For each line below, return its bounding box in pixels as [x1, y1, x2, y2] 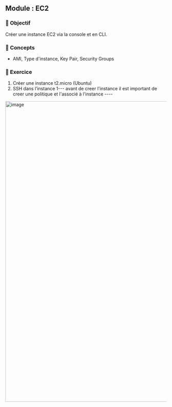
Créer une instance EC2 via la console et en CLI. [5, 31, 107, 37]
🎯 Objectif [5, 20, 31, 27]
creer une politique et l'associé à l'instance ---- [12, 91, 113, 97]
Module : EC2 [5, 4, 49, 13]
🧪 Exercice [5, 68, 32, 75]
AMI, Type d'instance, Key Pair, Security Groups [12, 55, 114, 62]
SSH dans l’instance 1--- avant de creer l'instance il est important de [12, 86, 157, 92]
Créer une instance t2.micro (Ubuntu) [12, 80, 92, 86]
